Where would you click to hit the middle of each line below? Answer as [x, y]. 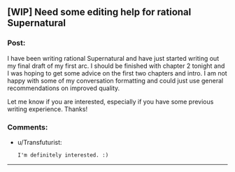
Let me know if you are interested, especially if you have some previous [111, 101]
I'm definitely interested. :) [63, 155]
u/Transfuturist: [40, 142]
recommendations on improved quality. [64, 88]
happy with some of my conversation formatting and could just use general [115, 80]
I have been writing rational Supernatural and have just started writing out [113, 58]
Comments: [28, 127]
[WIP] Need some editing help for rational [99, 12]
